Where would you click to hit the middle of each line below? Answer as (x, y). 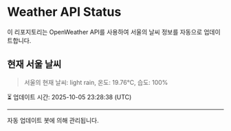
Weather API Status (64, 12)
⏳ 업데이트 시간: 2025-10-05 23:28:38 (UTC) (69, 97)
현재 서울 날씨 (34, 64)
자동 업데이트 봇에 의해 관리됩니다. (53, 120)
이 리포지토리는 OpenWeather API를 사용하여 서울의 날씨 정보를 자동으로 (105, 32)
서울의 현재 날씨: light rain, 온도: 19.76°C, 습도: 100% (96, 82)
